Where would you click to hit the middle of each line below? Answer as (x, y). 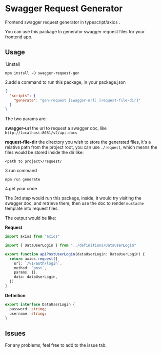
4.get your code (21, 189)
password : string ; (28, 309)
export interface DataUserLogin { (40, 304)
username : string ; (28, 314)
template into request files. (32, 208)
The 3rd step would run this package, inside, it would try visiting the (73, 198)
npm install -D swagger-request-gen (42, 73)
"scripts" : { (23, 96)
